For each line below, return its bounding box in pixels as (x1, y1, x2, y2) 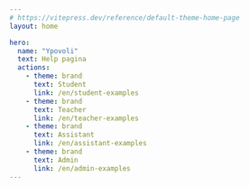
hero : (9, 38, 30, 47)
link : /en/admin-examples (32, 164, 131, 173)
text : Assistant (32, 130, 95, 140)
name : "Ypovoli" (17, 46, 78, 55)
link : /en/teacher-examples (32, 114, 140, 123)
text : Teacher (32, 105, 88, 114)
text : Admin (32, 155, 78, 164)
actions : (17, 63, 51, 72)
